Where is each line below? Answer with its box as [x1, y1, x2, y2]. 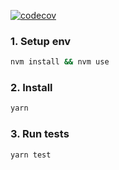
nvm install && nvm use [10, 57, 110, 67]
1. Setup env [10, 34, 72, 48]
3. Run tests [10, 127, 70, 141]
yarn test [10, 150, 52, 160]
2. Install [10, 81, 53, 95]
